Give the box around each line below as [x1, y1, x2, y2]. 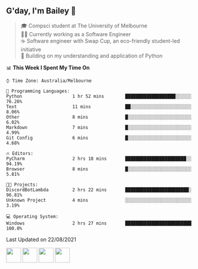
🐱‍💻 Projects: [6, 182, 38, 188]
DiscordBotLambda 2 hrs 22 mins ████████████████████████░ [6, 186, 192, 193]
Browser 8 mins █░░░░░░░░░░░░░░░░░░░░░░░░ [6, 166, 192, 172]
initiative [20, 46, 41, 53]
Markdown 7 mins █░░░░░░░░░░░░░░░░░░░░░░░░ [6, 124, 192, 131]
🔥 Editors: [6, 150, 34, 156]
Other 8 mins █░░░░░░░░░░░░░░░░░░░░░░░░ [6, 114, 192, 120]
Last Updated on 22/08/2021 [6, 236, 77, 243]
